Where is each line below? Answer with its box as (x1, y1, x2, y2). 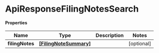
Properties (5, 19, 28, 25)
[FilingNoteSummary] (39, 40, 91, 47)
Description (95, 32, 124, 39)
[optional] (128, 40, 152, 47)
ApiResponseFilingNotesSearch (5, 3, 139, 15)
